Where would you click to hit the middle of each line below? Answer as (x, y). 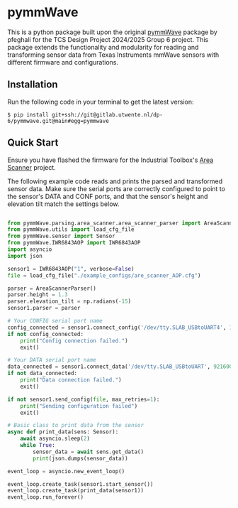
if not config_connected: (45, 334)
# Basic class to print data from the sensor (75, 426)
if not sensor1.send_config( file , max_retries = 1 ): (84, 399)
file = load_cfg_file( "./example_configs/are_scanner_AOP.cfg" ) (104, 275)
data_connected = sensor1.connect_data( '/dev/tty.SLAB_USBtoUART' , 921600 (120, 367)
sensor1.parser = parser (44, 308)
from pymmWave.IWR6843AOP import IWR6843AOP (74, 243)
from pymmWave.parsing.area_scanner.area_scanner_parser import (104, 223)
